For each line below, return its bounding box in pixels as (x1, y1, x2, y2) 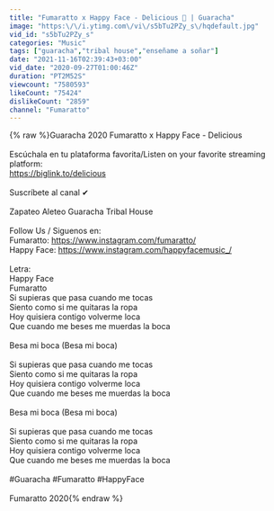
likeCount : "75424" (9, 88, 83, 97)
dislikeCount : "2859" (9, 96, 91, 106)
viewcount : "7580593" (9, 80, 91, 89)
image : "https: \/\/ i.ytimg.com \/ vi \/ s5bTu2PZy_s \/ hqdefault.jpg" (9, 22, 259, 31)
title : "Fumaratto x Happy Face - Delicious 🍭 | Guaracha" (9, 13, 235, 22)
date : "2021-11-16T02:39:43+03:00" (9, 55, 143, 64)
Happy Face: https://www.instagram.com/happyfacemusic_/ (9, 245, 232, 255)
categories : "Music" (9, 38, 87, 48)
